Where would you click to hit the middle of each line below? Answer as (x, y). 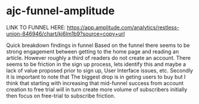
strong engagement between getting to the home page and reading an (93, 51)
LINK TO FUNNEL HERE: (36, 27)
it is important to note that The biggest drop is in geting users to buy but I (96, 77)
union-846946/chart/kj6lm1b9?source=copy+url (66, 33)
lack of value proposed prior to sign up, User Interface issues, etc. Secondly (100, 70)
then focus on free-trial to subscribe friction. (61, 96)
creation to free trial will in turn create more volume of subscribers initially (97, 89)
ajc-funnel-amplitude (60, 11)
